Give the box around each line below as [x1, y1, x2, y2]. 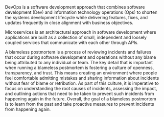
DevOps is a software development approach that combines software [5, 4, 145, 10]
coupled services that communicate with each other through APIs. [5, 40, 139, 46]
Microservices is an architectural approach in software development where [5, 29, 157, 35]
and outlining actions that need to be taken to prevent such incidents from [5, 91, 154, 96]
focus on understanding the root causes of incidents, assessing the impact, [5, 86, 158, 91]
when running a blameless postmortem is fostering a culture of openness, [5, 65, 154, 70]
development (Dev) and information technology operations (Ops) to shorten [5, 9, 158, 15]
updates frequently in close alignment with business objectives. [5, 20, 134, 25]
